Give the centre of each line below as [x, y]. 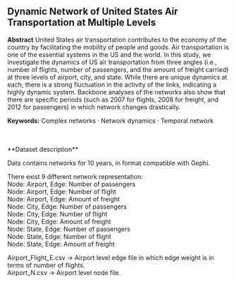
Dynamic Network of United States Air [93, 12]
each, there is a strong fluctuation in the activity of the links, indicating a [112, 85]
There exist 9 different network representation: [75, 176]
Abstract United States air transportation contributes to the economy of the [117, 39]
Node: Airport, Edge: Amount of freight [64, 199]
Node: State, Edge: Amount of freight [61, 244]
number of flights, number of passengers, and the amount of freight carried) [118, 69]
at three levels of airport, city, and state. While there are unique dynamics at [117, 77]
